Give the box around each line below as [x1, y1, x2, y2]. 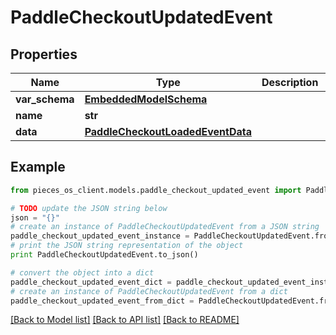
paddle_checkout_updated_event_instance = [10, 231, 190, 241]
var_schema [15, 92, 75, 106]
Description [261, 76, 319, 89]
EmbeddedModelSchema [84, 92, 208, 106]
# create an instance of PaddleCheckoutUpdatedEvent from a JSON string [10, 222, 320, 232]
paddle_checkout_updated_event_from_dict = [10, 296, 195, 306]
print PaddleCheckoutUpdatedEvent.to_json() [10, 250, 199, 260]
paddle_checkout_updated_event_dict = [10, 277, 172, 287]
